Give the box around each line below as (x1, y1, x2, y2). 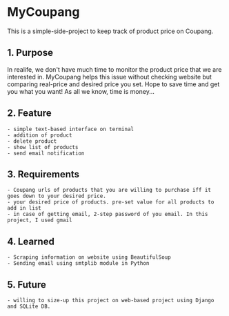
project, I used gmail (7, 217, 72, 224)
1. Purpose (7, 47, 54, 59)
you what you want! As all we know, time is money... (7, 87, 155, 95)
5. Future (7, 279, 46, 290)
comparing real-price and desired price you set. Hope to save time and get (7, 80, 220, 88)
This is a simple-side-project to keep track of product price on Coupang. (7, 27, 214, 35)
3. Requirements (7, 168, 80, 180)
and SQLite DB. (7, 303, 51, 310)
